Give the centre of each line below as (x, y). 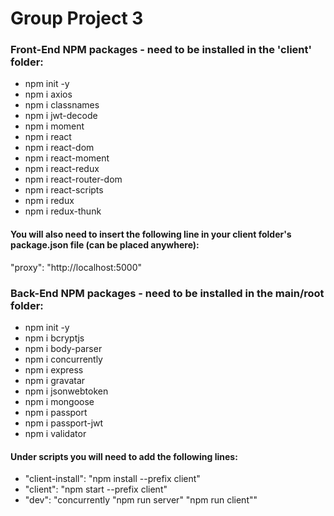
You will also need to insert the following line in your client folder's (151, 234)
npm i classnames (62, 105)
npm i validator (55, 433)
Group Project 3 (77, 18)
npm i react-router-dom (73, 179)
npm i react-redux (62, 169)
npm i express (54, 369)
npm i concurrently (63, 359)
